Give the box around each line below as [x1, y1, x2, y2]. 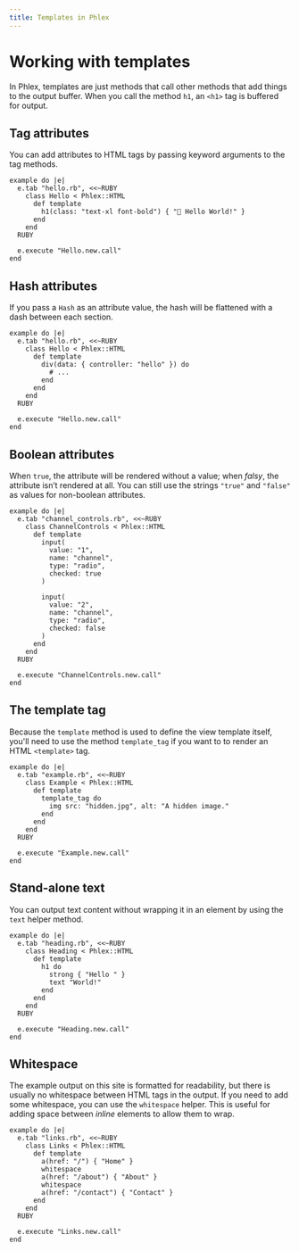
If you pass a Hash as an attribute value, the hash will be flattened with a [9, 302, 273, 313]
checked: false [48, 624, 105, 633]
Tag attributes [9, 126, 89, 141]
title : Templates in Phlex [9, 12, 110, 22]
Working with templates [9, 51, 191, 71]
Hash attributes [9, 278, 98, 294]
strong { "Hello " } [48, 970, 126, 979]
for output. [9, 100, 49, 111]
